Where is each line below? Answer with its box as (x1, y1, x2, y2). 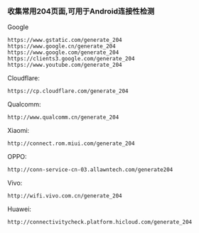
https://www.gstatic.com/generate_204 (7, 37, 122, 44)
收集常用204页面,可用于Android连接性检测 (7, 6, 155, 16)
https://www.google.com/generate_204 (7, 49, 119, 56)
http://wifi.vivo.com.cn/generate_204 (7, 193, 122, 200)
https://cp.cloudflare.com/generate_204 (7, 87, 129, 95)
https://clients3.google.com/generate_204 (7, 55, 135, 63)
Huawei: (7, 205, 32, 214)
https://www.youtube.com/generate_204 (7, 62, 122, 69)
